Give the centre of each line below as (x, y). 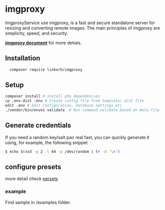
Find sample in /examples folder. (38, 202)
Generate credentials (38, 125)
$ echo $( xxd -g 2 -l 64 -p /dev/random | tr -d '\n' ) (63, 151)
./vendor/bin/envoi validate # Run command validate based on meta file (82, 110)
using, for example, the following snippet (46, 142)
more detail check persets (32, 179)
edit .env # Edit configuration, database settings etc (64, 105)
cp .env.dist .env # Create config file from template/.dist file (75, 101)
